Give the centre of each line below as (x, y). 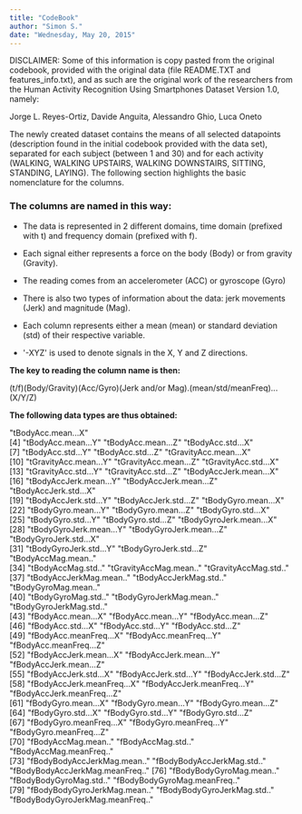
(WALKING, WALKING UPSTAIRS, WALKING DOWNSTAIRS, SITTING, (137, 164)
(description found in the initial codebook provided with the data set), (139, 144)
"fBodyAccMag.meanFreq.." (62, 751)
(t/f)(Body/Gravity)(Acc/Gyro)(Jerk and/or (88, 388)
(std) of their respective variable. (83, 335)
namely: (24, 99)
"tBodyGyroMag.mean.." (55, 587)
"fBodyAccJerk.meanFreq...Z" (66, 693)
